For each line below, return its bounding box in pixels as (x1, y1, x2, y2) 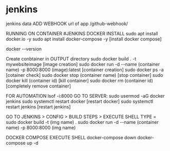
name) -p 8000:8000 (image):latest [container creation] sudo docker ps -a (6, 67, 164, 73)
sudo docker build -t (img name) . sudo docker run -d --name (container (6, 119, 159, 125)
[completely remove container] (6, 83, 71, 89)
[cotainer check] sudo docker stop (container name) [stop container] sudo (6, 72, 163, 78)
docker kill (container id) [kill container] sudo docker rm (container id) (6, 77, 154, 83)
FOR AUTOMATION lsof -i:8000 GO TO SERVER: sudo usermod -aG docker (6, 93, 165, 99)
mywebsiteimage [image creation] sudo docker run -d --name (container (6, 61, 160, 67)
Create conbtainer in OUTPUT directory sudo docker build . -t (6, 55, 137, 62)
